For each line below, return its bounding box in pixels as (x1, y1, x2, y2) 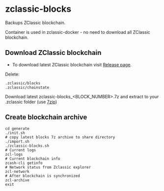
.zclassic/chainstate (5, 85, 50, 90)
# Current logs (5, 147, 36, 153)
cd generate (5, 126, 29, 131)
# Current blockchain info (5, 156, 60, 161)
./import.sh (5, 139, 29, 144)
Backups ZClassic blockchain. (5, 20, 66, 26)
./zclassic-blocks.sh (5, 143, 50, 148)
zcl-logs (5, 152, 23, 157)
